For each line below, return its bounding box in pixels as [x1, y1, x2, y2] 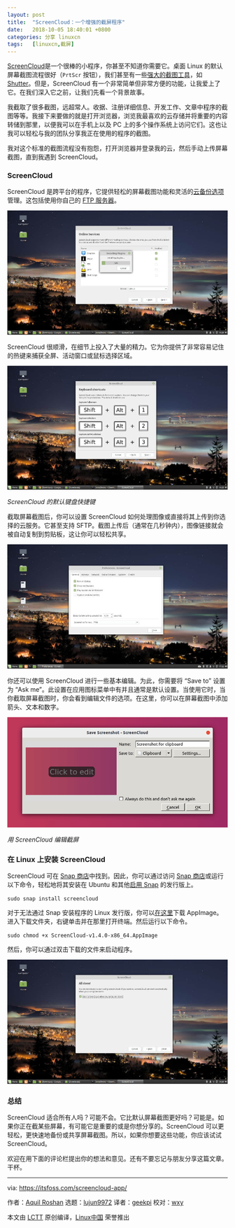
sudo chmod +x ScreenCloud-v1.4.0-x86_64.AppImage [7, 932, 158, 940]
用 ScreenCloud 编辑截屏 [7, 835, 79, 844]
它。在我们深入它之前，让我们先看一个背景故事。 [7, 88, 148, 97]
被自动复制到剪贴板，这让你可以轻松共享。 [7, 530, 130, 538]
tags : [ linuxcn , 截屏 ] [7, 41, 75, 48]
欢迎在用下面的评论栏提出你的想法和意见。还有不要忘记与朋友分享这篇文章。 [7, 1154, 228, 1163]
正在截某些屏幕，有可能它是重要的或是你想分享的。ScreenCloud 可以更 [19, 1122, 225, 1131]
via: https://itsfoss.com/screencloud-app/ [7, 1184, 127, 1192]
